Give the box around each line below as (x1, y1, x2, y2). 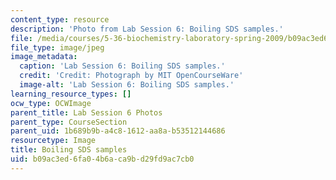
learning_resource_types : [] (10, 89, 132, 99)
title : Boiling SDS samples (10, 145, 128, 155)
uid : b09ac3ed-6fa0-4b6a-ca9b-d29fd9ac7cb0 (10, 154, 195, 164)
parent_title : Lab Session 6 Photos (10, 107, 163, 118)
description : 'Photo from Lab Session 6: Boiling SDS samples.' (10, 24, 284, 34)
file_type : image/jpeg (10, 42, 105, 53)
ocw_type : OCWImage (10, 98, 92, 108)
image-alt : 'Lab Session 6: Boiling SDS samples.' (19, 80, 235, 90)
